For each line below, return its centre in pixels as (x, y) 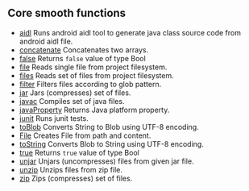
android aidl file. (46, 41)
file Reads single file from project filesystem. (93, 67)
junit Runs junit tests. (54, 118)
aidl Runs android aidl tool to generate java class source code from (130, 32)
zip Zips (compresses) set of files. (76, 178)
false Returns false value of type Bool (82, 58)
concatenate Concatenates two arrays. (84, 50)
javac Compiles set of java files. (72, 101)
